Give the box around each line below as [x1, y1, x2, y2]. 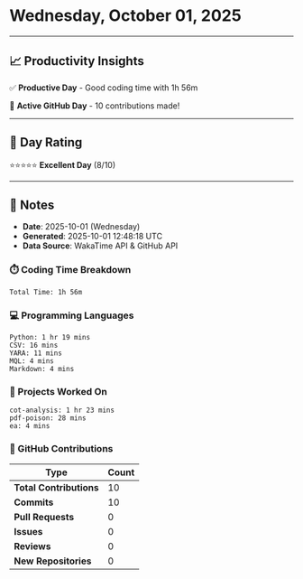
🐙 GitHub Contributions [9, 443, 114, 455]
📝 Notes [9, 197, 55, 212]
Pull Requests [14, 510, 75, 523]
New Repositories [14, 555, 92, 567]
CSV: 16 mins [9, 341, 59, 350]
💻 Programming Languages [9, 309, 134, 322]
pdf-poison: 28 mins [9, 414, 87, 423]
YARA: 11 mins [9, 349, 63, 358]
